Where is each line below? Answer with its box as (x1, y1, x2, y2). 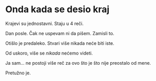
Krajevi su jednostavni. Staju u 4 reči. (5, 20, 84, 26)
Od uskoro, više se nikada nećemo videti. (5, 50, 93, 56)
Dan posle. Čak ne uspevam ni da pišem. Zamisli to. (5, 30, 114, 36)
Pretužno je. (5, 70, 31, 76)
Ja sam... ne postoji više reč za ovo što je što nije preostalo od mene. (5, 60, 151, 66)
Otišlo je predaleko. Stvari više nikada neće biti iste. (5, 40, 114, 46)
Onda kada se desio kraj (5, 4, 110, 15)
